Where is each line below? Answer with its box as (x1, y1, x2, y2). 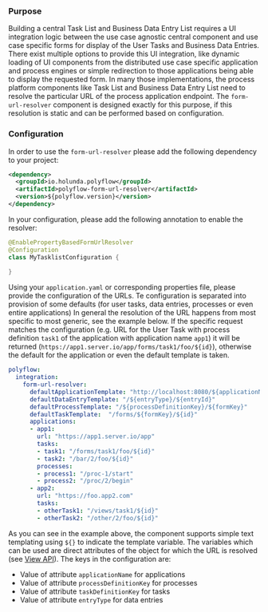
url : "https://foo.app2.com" (37, 492, 134, 500)
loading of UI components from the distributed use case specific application (8, 57, 258, 67)
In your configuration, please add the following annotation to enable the (8, 214, 243, 224)
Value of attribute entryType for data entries (19, 594, 164, 604)
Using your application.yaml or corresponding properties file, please (8, 282, 236, 292)
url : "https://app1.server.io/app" (37, 432, 156, 440)
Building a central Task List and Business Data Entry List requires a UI (8, 24, 237, 34)
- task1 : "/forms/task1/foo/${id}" (37, 447, 156, 456)
